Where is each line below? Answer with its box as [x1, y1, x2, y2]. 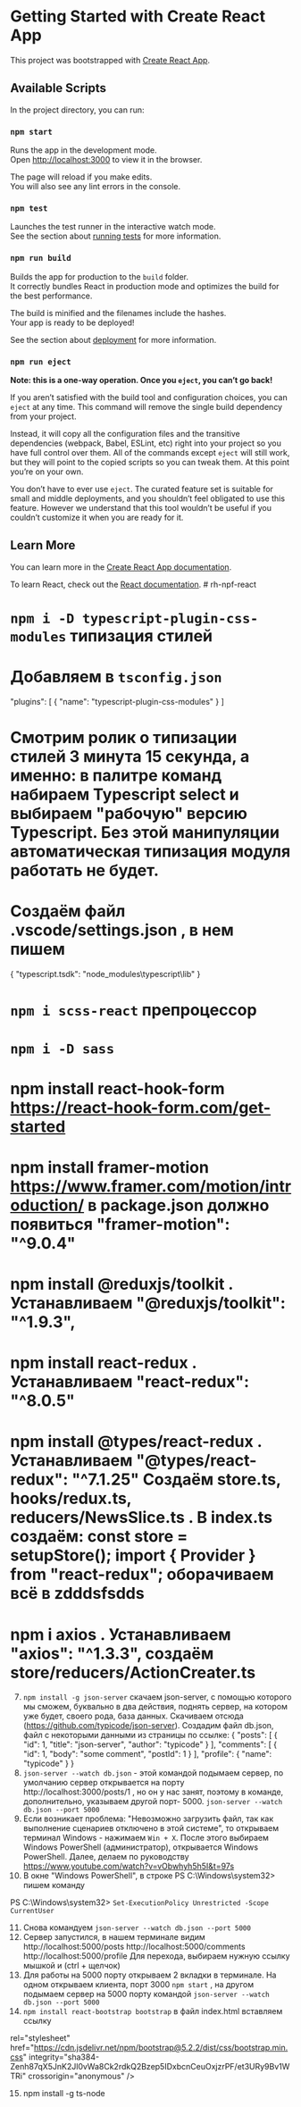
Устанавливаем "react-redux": [10, 1372, 249, 1392]
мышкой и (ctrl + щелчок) [22, 1961, 121, 1971]
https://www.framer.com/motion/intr [10, 1176, 292, 1196]
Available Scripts [10, 80, 106, 96]
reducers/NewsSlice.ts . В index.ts [10, 1508, 273, 1528]
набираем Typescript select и [10, 784, 239, 805]
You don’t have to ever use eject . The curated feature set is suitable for [10, 483, 273, 494]
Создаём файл [10, 901, 126, 922]
